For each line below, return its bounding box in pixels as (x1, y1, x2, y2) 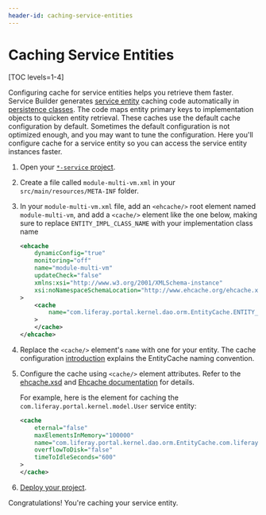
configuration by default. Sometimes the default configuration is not (8, 121, 230, 131)
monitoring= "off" (34, 257, 91, 265)
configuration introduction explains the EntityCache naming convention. (19, 353, 255, 362)
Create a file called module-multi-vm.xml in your (19, 177, 176, 187)
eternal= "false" (34, 424, 88, 432)
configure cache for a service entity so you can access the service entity (8, 138, 248, 148)
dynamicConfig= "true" (34, 250, 106, 257)
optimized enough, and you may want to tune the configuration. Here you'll (8, 130, 254, 139)
